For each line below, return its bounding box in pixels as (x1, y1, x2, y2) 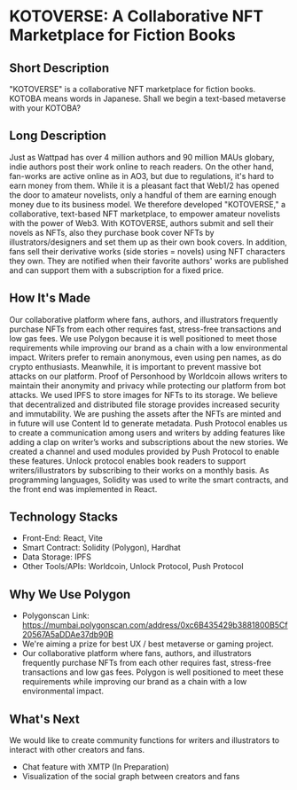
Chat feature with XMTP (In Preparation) (21, 762, 170, 772)
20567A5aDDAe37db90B (21, 630, 113, 640)
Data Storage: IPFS (21, 551, 91, 562)
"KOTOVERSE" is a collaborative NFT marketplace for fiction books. (9, 84, 256, 94)
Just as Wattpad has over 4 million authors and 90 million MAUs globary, (9, 152, 275, 162)
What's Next (9, 711, 80, 726)
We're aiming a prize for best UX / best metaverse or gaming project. (21, 638, 275, 649)
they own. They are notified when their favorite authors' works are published (9, 255, 289, 266)
